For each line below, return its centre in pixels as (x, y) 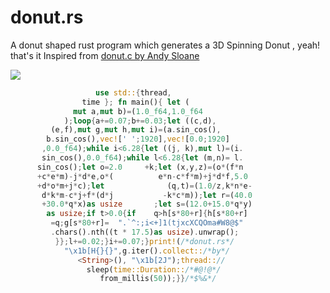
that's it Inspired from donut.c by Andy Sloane (105, 55)
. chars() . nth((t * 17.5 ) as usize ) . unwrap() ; (145, 232)
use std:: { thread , (133, 92)
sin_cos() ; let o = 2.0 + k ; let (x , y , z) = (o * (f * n (140, 167)
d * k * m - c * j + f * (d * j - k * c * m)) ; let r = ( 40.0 (147, 195)
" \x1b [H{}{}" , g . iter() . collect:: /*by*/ (146, 251)
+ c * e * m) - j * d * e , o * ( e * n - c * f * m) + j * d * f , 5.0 (142, 176)
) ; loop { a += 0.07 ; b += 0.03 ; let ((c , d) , (140, 121)
